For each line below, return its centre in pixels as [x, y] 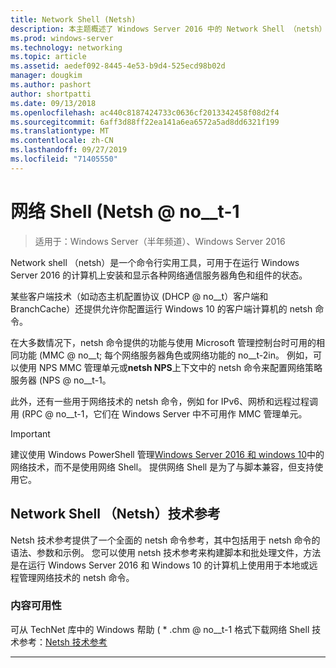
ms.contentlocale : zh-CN [62, 141]
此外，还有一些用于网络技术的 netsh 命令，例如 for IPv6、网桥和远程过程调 [164, 401]
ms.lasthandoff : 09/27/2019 [69, 150]
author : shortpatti [51, 94]
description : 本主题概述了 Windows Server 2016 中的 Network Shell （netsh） [168, 29]
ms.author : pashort [51, 85]
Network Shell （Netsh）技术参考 [115, 514]
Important [30, 433]
